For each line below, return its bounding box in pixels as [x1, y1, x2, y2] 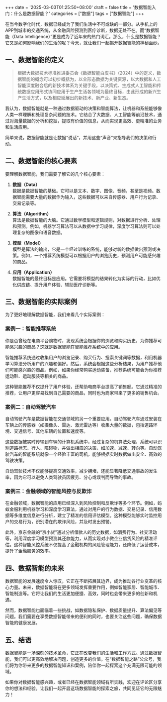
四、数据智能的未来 [5, 564, 64, 572]
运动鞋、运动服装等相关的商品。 [5, 373, 71, 379]
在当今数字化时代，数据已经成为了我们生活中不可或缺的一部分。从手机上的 [5, 21, 158, 27]
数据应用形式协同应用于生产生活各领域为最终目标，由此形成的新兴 [21, 89, 157, 95]
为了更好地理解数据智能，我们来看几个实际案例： [5, 311, 105, 317]
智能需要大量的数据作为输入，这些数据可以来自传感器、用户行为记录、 [16, 194, 161, 200]
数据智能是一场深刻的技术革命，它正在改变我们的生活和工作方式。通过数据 [5, 650, 158, 656]
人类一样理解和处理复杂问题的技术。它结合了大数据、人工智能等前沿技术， [5, 111, 158, 117]
